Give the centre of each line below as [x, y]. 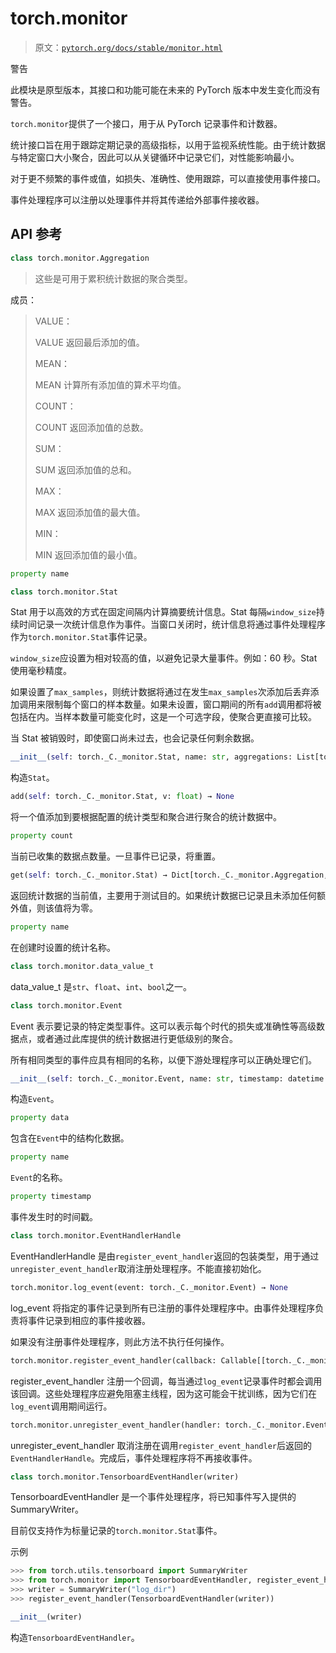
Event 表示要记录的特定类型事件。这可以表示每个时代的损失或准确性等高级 [163, 1026]
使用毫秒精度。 [41, 671]
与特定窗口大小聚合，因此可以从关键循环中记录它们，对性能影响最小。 [155, 157]
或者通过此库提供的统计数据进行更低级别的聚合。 [137, 1038]
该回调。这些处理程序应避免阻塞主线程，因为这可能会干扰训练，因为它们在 [163, 1393]
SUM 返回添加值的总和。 [85, 469]
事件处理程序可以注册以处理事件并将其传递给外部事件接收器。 [137, 199]
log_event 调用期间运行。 [61, 1406]
